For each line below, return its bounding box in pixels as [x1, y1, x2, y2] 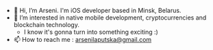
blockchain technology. [13, 21, 80, 28]
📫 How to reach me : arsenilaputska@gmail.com [13, 36, 152, 43]
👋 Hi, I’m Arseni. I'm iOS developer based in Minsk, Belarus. [13, 7, 181, 14]
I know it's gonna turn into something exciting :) [23, 28, 159, 36]
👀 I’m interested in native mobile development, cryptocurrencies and [13, 14, 207, 22]
